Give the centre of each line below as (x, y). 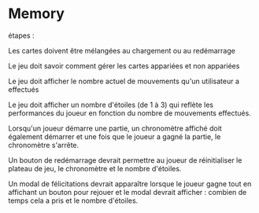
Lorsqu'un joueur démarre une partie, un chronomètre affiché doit (115, 128)
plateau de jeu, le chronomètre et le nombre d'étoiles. (95, 168)
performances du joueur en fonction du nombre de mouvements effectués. (130, 113)
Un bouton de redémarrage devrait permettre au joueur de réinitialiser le (125, 160)
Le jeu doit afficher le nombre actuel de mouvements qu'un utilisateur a (124, 81)
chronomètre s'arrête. (44, 145)
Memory (37, 14)
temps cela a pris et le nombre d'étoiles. (73, 200)
